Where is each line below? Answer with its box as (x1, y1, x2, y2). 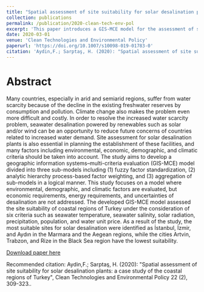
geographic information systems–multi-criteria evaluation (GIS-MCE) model (6, 159, 195, 167)
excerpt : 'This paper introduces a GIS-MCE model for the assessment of (6, 26, 194, 32)
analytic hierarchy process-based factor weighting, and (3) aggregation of (6, 172, 192, 179)
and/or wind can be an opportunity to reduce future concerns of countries (6, 127, 192, 134)
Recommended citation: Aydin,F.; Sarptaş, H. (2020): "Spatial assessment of (6, 260, 197, 268)
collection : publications (6, 15, 72, 21)
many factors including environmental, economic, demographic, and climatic (6, 147, 198, 154)
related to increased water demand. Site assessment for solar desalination (6, 133, 192, 141)
